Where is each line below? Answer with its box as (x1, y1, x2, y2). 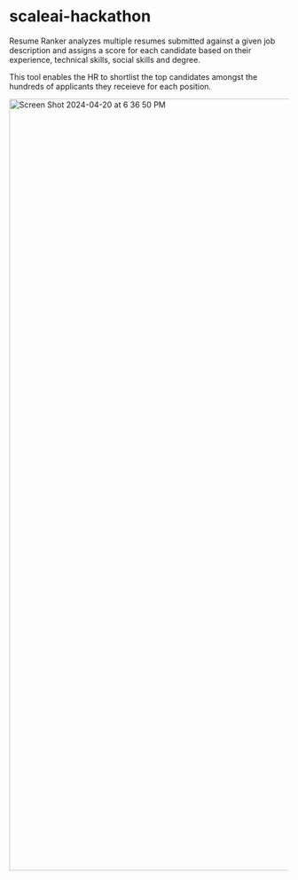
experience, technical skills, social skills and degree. (9, 54, 201, 65)
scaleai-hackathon (9, 6, 152, 27)
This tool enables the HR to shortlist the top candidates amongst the (9, 71, 258, 82)
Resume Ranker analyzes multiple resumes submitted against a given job (9, 35, 276, 46)
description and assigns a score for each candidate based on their (9, 44, 252, 55)
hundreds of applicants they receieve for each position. (9, 81, 211, 91)
